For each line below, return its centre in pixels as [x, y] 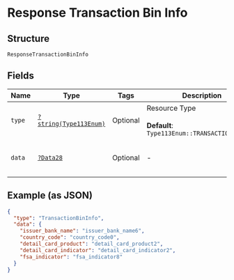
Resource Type [171, 108]
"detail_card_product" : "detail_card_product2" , [92, 244]
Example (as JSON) [50, 195]
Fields [21, 76]
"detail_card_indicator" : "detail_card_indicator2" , [98, 250]
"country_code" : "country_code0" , [70, 238]
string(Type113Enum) [71, 124]
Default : [160, 125]
